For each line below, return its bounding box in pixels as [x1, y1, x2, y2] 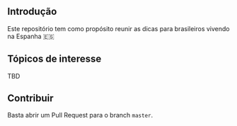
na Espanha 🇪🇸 [7, 32, 54, 40]
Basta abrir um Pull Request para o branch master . [7, 111, 154, 120]
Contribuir [7, 92, 54, 105]
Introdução [7, 6, 57, 18]
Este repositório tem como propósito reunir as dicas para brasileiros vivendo [7, 24, 230, 33]
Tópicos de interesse [7, 53, 102, 65]
